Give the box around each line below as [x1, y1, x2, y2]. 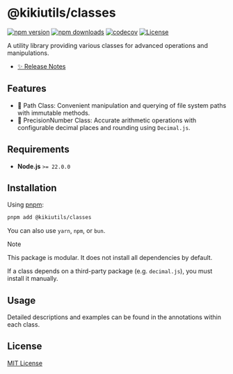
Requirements [7, 144, 70, 156]
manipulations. [7, 49, 49, 57]
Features [7, 83, 47, 95]
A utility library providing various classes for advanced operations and [7, 41, 209, 49]
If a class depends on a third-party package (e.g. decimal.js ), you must [7, 267, 213, 275]
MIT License [7, 359, 43, 367]
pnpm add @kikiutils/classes [7, 214, 92, 221]
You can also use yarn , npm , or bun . [7, 227, 106, 235]
